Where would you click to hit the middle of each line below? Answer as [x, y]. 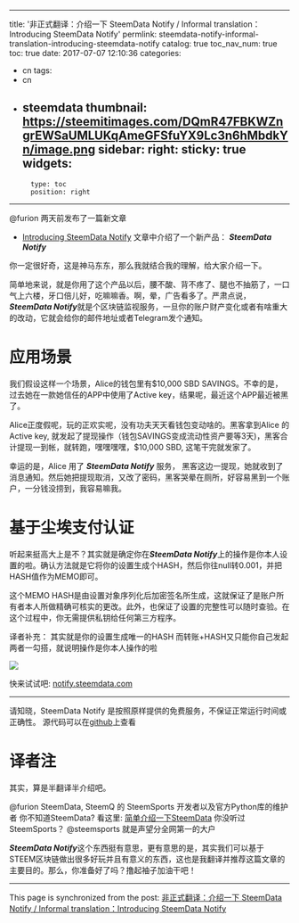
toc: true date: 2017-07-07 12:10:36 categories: [95, 53]
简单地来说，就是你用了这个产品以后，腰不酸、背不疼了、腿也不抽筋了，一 [145, 284]
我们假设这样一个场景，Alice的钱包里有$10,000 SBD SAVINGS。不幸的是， [146, 383]
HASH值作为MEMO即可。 [56, 576]
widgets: [47, 164]
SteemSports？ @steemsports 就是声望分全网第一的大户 [113, 828]
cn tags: [37, 70]
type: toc [48, 184]
